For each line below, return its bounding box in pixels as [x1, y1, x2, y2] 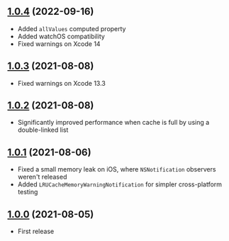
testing [17, 188, 38, 196]
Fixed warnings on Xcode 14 [17, 39, 101, 48]
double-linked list [17, 125, 69, 134]
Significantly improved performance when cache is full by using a [17, 118, 210, 127]
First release [17, 227, 55, 236]
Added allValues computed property [17, 24, 126, 33]
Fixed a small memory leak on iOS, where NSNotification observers [17, 165, 216, 174]
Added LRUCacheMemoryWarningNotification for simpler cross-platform [17, 180, 222, 189]
